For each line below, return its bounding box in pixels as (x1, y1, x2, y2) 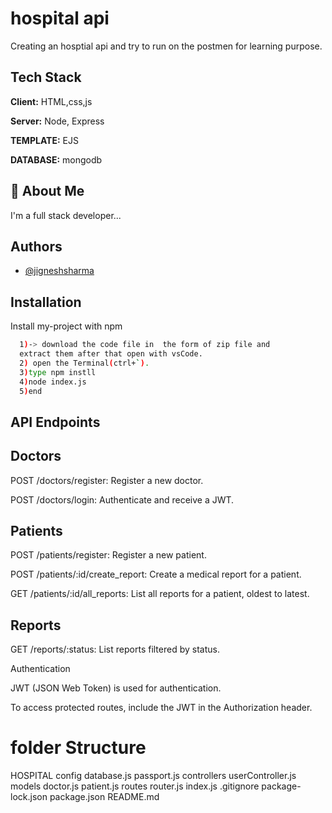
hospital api (10, 7, 110, 30)
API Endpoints (10, 413, 101, 431)
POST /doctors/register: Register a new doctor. (10, 474, 204, 486)
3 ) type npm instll (19, 367, 97, 377)
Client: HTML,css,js (10, 95, 93, 107)
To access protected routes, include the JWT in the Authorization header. (10, 702, 313, 714)
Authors (10, 238, 63, 255)
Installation (10, 293, 82, 311)
